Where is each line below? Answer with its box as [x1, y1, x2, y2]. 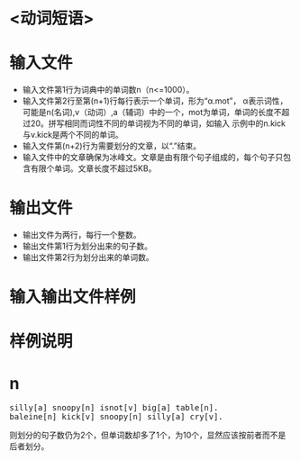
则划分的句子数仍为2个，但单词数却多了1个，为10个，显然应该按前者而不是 [9, 429, 286, 441]
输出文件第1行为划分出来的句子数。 [22, 240, 153, 252]
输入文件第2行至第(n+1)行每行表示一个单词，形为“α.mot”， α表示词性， [22, 95, 288, 106]
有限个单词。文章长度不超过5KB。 [30, 163, 157, 174]
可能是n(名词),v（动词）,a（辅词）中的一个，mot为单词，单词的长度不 [22, 107, 282, 118]
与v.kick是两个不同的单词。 [22, 130, 123, 140]
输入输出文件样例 [9, 287, 137, 307]
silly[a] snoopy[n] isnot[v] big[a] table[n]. [9, 402, 219, 413]
